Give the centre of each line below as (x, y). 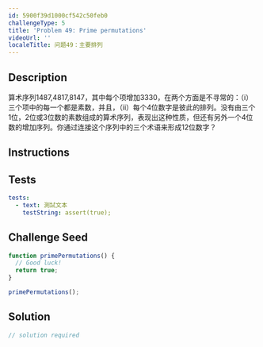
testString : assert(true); (67, 212)
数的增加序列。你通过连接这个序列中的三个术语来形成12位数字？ (112, 127)
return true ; (37, 271)
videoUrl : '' (30, 38)
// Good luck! (38, 263)
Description (38, 77)
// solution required (44, 335)
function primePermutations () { (61, 256)
